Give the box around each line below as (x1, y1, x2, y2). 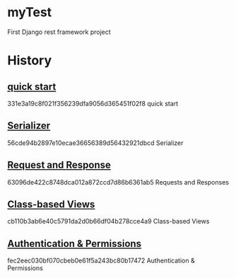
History (7, 52, 52, 69)
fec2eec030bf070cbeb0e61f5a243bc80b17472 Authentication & (7, 256, 196, 265)
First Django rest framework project (7, 28, 111, 36)
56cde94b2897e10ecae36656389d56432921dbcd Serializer (7, 139, 184, 147)
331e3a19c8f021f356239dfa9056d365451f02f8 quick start (7, 99, 179, 108)
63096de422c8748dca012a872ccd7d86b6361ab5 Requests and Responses (7, 178, 230, 186)
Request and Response (7, 159, 112, 171)
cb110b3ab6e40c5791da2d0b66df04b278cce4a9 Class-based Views (7, 217, 210, 226)
